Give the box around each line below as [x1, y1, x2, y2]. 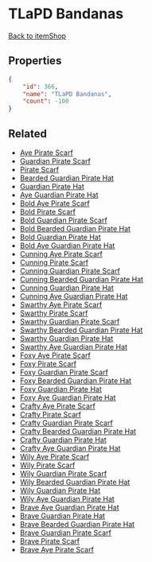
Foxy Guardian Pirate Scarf [19, 367, 109, 377]
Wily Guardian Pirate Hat [19, 486, 101, 495]
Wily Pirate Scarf [19, 460, 76, 470]
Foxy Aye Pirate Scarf [19, 351, 92, 360]
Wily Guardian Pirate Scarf [19, 468, 107, 478]
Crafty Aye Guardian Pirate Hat [19, 443, 121, 453]
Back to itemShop [8, 31, 66, 41]
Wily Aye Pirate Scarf [19, 452, 90, 461]
